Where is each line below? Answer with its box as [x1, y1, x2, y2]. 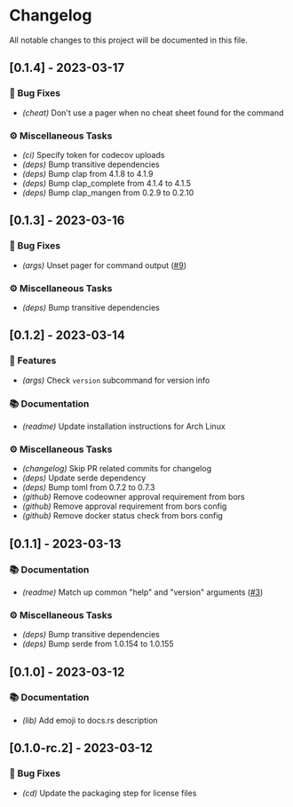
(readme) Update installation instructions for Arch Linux [21, 421, 226, 431]
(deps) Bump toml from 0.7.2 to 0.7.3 [21, 482, 155, 493]
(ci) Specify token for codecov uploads [21, 149, 165, 160]
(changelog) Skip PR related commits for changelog [21, 463, 211, 474]
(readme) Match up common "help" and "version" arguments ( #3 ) [21, 587, 264, 597]
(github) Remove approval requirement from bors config [21, 501, 227, 511]
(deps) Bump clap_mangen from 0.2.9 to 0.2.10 [21, 187, 194, 198]
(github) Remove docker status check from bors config [21, 510, 224, 521]
